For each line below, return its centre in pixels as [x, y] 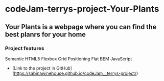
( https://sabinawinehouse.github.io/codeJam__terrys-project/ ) [75, 73]
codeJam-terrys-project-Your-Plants [82, 9]
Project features [25, 48]
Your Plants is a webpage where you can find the [81, 27]
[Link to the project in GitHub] [42, 68]
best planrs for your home [46, 34]
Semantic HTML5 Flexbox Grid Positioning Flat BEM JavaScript [69, 59]
